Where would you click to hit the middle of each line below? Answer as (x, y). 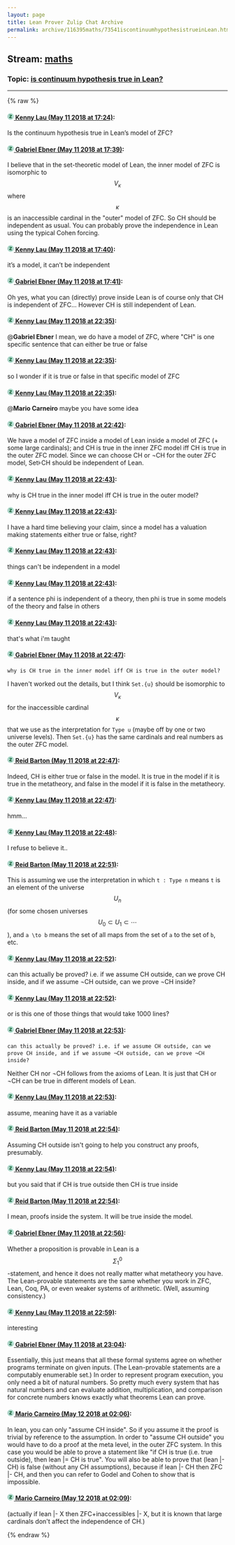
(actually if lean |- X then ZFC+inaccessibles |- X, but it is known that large (115, 1513)
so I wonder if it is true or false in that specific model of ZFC (94, 376)
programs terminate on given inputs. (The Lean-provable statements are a (114, 1367)
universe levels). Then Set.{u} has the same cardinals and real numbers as (115, 736)
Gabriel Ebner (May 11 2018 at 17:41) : (69, 281)
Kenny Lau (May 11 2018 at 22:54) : (66, 1169)
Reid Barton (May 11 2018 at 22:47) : (67, 761)
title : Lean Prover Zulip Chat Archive (65, 22)
